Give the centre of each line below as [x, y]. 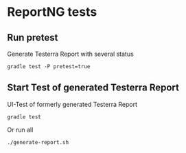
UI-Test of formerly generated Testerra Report [72, 104]
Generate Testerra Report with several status [70, 54]
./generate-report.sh [38, 142]
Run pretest [33, 38]
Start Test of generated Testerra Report [93, 88]
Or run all [20, 130]
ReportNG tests [52, 12]
